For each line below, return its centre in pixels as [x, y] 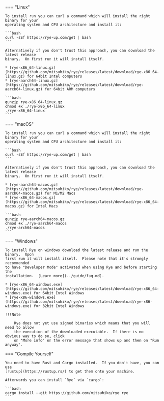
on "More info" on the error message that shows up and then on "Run [87, 341]
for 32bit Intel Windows [59, 306]
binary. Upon [20, 255]
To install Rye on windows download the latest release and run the [77, 250]
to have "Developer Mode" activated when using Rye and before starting [81, 267]
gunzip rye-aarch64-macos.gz [35, 219]
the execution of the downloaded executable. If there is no [79, 332]
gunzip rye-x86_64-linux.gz [34, 102]
